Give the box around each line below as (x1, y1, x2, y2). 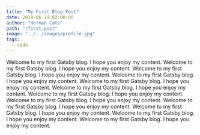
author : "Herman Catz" (6, 20, 63, 26)
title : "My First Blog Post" (6, 8, 79, 15)
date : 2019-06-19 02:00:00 (6, 14, 74, 20)
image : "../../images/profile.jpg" (6, 31, 95, 37)
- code (11, 42, 28, 48)
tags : (6, 36, 20, 42)
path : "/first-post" (6, 25, 58, 32)
